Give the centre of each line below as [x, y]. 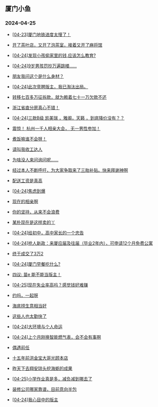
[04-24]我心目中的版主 [35, 400]
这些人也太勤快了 [29, 316]
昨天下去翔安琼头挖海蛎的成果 [42, 368]
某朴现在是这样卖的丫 [34, 222]
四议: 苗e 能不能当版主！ [37, 274]
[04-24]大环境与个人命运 [37, 326]
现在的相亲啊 [25, 201]
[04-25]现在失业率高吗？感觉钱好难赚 [50, 285]
